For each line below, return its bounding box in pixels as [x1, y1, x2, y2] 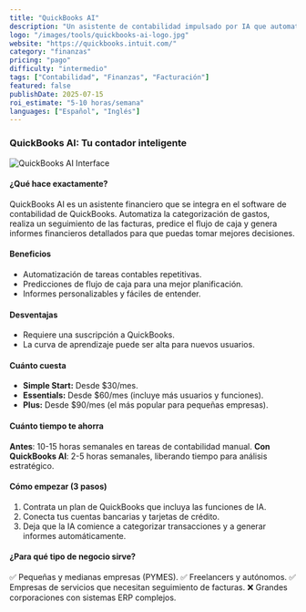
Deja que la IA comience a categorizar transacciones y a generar [22, 521, 267, 532]
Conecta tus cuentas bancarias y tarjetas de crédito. [22, 511, 220, 522]
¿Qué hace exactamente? [9, 179, 108, 190]
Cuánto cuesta [9, 359, 66, 370]
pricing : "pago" [9, 56, 71, 65]
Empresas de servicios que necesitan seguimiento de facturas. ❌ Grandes [9, 581, 289, 593]
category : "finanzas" [9, 47, 92, 57]
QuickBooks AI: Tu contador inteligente [9, 137, 187, 150]
